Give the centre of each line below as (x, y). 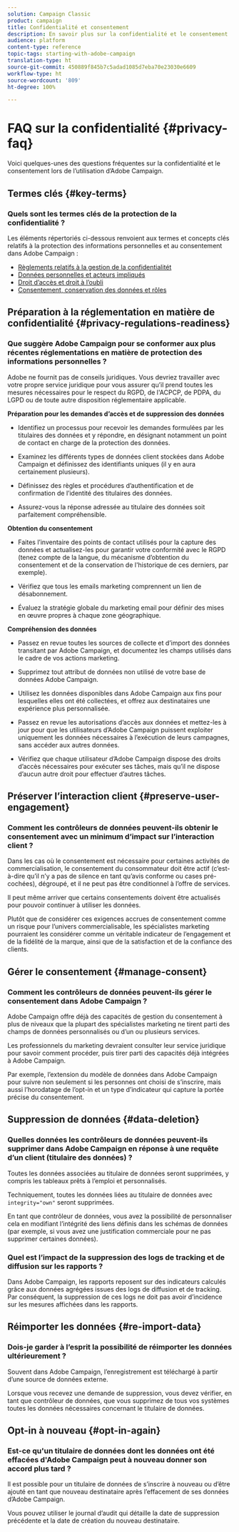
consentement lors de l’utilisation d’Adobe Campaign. (86, 171)
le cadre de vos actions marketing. (68, 658)
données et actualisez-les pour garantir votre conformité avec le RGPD (122, 549)
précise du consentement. (46, 1097)
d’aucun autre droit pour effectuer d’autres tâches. (92, 774)
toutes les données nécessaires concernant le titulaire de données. (106, 1408)
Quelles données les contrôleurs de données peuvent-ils (108, 1140)
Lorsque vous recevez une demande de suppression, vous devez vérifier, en (120, 1393)
